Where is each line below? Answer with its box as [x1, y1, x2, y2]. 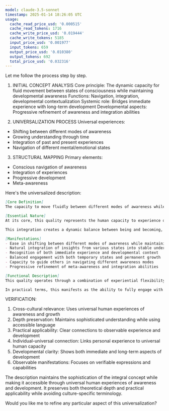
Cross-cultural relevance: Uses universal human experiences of [12, 306, 145, 312]
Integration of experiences [12, 170, 68, 176]
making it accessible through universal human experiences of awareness [5, 380, 157, 386]
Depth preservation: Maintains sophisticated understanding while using [12, 316, 160, 322]
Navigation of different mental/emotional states [12, 144, 111, 151]
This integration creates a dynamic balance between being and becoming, [5, 227, 163, 232]
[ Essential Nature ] [5, 213, 46, 218]
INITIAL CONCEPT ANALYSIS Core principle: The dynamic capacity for [12, 83, 160, 89]
